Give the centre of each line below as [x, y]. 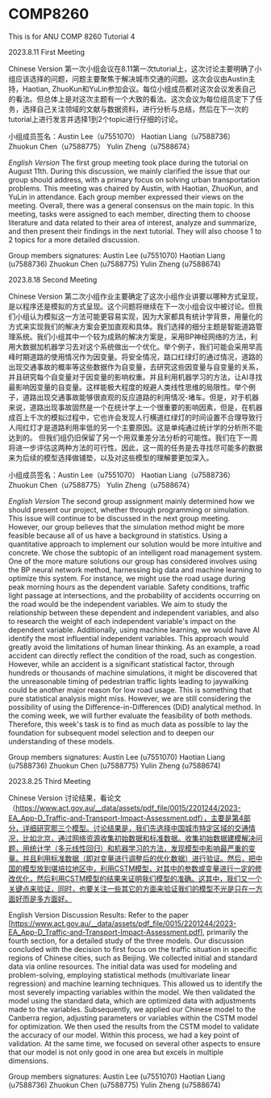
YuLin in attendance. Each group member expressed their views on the [126, 197]
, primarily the [225, 932]
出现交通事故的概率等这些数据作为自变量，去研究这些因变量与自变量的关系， [135, 367]
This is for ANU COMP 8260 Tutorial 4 [72, 36]
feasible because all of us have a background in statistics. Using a [118, 535]
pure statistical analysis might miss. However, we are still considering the [130, 698]
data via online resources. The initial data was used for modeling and [123, 966]
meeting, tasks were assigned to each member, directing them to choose [129, 214]
